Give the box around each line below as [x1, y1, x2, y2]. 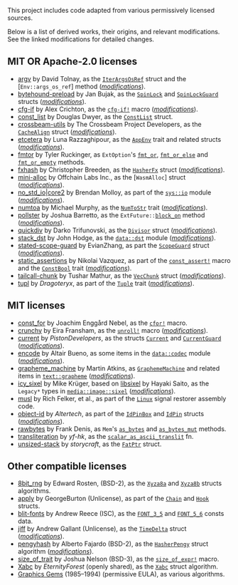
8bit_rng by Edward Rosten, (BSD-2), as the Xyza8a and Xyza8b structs [17, 479, 222, 487]
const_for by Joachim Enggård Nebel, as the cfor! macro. [17, 319, 188, 327]
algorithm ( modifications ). [17, 547, 94, 556]
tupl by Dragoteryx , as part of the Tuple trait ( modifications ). [17, 279, 195, 287]
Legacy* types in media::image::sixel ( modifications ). [17, 386, 176, 395]
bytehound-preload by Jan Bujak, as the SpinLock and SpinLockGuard [17, 89, 219, 98]
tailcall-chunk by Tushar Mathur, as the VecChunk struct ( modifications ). [17, 271, 226, 280]
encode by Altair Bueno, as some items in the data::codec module [17, 348, 211, 357]
